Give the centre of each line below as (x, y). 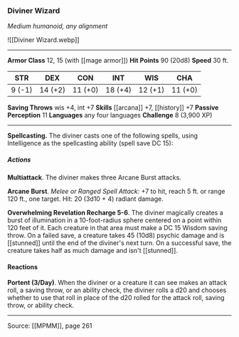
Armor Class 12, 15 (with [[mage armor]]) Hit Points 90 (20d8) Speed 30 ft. (118, 61)
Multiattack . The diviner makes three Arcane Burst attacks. (94, 177)
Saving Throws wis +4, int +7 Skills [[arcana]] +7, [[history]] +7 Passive (113, 108)
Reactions (22, 266)
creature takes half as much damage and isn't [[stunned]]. (92, 251)
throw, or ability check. (41, 306)
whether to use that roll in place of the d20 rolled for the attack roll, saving (116, 298)
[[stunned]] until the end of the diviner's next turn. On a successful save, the (119, 243)
